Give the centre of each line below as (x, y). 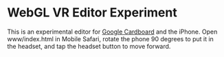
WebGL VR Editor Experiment (92, 13)
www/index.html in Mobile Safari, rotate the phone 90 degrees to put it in (111, 38)
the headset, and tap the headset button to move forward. (89, 46)
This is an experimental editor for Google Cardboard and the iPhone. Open (112, 32)
